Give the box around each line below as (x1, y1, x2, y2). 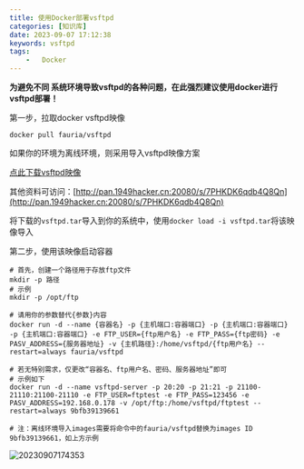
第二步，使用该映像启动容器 (9, 246, 113, 256)
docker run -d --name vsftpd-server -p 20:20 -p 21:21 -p (9, 383, 233, 392)
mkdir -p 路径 (9, 275, 61, 284)
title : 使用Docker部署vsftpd (9, 13, 114, 23)
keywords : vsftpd (9, 38, 75, 48)
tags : (9, 47, 30, 56)
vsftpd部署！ (9, 93, 59, 104)
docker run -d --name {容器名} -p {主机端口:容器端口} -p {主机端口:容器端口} (9, 320, 289, 329)
